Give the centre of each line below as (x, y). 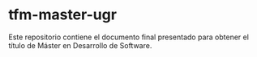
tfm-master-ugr (63, 15)
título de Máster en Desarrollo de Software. (80, 45)
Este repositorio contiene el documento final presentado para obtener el (129, 37)
